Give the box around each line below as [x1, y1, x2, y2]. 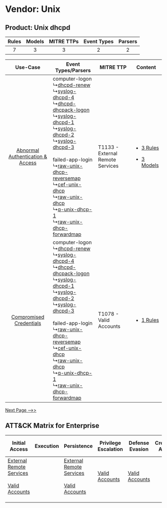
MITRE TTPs [49, 38, 79, 45]
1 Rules [141, 317, 159, 323]
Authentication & [8, 153, 47, 160]
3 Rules [141, 144, 159, 151]
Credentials [14, 320, 41, 326]
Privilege [99, 439, 121, 446]
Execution [34, 442, 59, 449]
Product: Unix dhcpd [5, 23, 71, 32]
